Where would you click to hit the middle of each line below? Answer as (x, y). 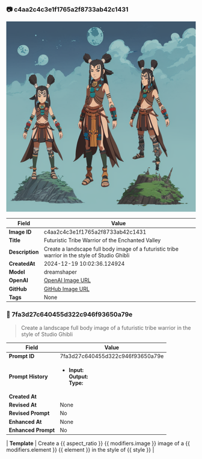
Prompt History (28, 376)
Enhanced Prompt (32, 430)
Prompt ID (22, 356)
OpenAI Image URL (68, 280)
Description (24, 252)
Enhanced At (25, 422)
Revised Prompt (29, 413)
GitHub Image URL (67, 289)
